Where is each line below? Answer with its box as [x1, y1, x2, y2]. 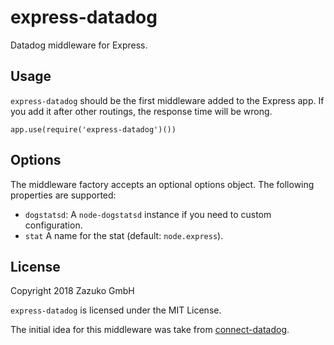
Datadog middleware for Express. [10, 39, 148, 51]
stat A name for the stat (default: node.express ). [24, 229, 224, 241]
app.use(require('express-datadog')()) [10, 124, 177, 135]
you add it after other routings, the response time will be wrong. [10, 105, 273, 117]
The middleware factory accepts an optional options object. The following [10, 178, 315, 190]
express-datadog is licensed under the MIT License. [10, 304, 222, 316]
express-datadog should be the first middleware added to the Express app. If [10, 94, 325, 106]
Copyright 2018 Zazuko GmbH [10, 285, 135, 297]
